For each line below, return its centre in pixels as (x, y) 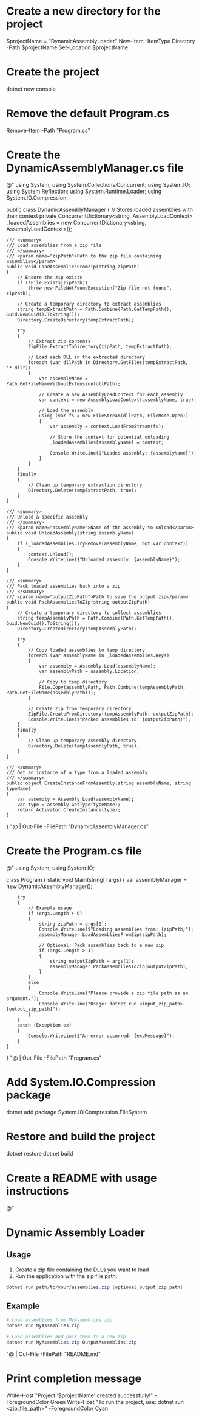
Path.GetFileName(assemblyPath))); (51, 693)
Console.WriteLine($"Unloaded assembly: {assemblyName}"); (104, 559)
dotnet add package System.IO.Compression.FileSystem (77, 1112)
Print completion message (74, 1378)
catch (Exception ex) (44, 1025)
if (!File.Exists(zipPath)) (52, 282)
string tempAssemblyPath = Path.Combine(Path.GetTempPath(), (96, 618)
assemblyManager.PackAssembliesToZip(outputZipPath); (119, 966)
